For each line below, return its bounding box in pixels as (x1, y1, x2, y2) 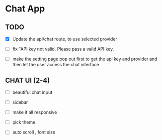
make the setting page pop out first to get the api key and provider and (12, 56, 158, 62)
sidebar (12, 99, 28, 105)
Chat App (5, 3, 45, 14)
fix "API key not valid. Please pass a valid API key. (12, 46, 114, 52)
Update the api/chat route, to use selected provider (12, 36, 118, 42)
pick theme (12, 119, 36, 125)
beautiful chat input (12, 89, 53, 95)
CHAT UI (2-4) (5, 76, 50, 85)
